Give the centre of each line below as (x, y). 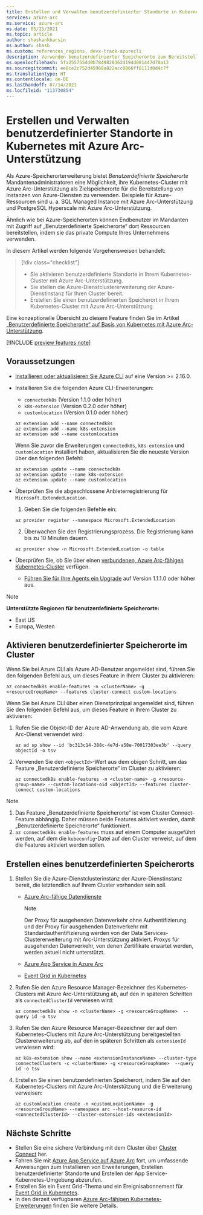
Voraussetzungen (41, 361)
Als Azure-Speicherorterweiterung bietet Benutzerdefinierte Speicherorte (97, 175)
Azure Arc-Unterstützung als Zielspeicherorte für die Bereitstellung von (95, 189)
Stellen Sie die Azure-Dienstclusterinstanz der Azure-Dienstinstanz (98, 879)
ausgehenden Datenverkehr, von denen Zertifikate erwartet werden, (109, 946)
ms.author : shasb (28, 46)
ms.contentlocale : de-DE (37, 79)
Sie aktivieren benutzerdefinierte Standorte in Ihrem (95, 274)
